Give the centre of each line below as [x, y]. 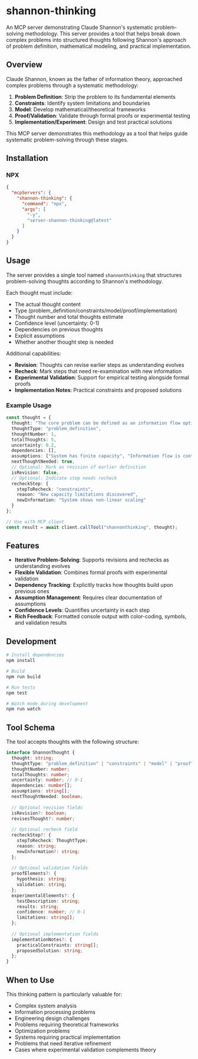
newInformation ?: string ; [49, 851]
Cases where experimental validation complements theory [85, 1050]
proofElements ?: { [34, 874]
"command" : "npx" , [44, 204]
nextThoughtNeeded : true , [43, 462]
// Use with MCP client [35, 522]
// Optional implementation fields [55, 934]
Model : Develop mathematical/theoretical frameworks [80, 109]
